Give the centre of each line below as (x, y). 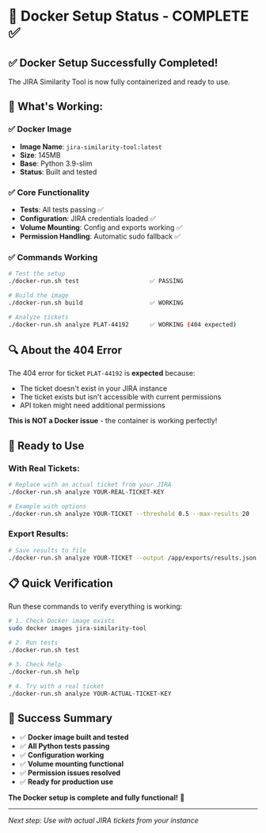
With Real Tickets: (44, 468)
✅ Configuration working (62, 755)
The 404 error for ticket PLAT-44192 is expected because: (102, 373)
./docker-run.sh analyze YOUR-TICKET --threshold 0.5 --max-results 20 (129, 514)
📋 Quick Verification (61, 583)
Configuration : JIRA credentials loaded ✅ (88, 218)
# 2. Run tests (33, 643)
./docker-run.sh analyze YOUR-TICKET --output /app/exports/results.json (133, 558)
